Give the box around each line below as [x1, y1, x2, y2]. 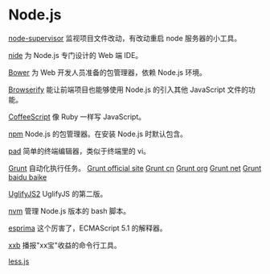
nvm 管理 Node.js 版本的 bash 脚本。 [8, 205, 131, 215]
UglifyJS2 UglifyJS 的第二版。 [8, 189, 108, 198]
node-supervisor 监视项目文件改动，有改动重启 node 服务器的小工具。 [8, 33, 242, 43]
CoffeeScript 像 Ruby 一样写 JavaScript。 [8, 111, 146, 122]
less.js [8, 256, 30, 266]
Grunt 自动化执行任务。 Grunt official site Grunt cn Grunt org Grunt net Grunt [8, 163, 262, 172]
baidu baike [8, 172, 47, 182]
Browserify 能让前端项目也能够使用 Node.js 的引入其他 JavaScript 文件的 [8, 85, 249, 94]
